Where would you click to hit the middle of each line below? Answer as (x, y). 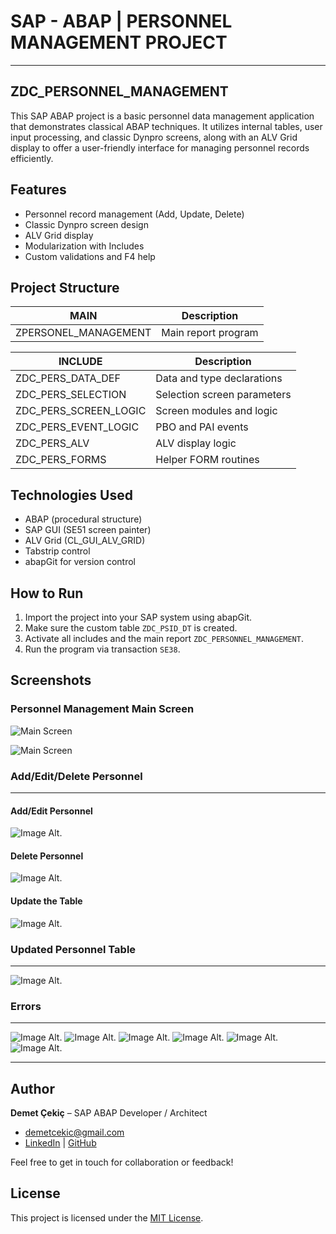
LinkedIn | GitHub (60, 1143)
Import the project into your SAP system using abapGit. (138, 617)
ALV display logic (196, 443)
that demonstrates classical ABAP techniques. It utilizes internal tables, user (166, 126)
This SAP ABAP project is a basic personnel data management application (162, 116)
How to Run (47, 593)
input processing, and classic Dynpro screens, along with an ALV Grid (154, 137)
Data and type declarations (219, 378)
